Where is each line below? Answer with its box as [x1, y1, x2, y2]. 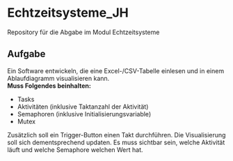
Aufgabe [7, 48, 46, 60]
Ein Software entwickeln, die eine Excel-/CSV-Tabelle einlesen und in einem [7, 66, 225, 75]
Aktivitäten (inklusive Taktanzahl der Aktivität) [17, 102, 149, 111]
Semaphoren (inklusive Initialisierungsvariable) [17, 109, 152, 118]
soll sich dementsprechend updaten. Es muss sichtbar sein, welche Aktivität [7, 138, 225, 146]
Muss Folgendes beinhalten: [7, 82, 92, 90]
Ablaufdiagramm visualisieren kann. [7, 74, 110, 82]
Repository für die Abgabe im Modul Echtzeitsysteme [7, 28, 160, 36]
